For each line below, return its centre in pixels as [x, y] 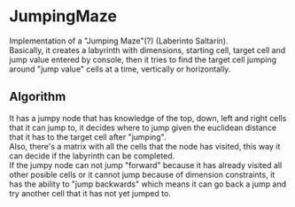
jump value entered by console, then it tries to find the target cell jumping [143, 59]
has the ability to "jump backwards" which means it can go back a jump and [147, 184]
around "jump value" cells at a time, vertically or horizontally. [120, 69]
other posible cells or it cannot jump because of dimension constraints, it [142, 174]
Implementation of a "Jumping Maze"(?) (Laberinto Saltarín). [119, 41]
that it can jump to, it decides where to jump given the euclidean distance [143, 127]
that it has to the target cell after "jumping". [88, 137]
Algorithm [38, 97]
